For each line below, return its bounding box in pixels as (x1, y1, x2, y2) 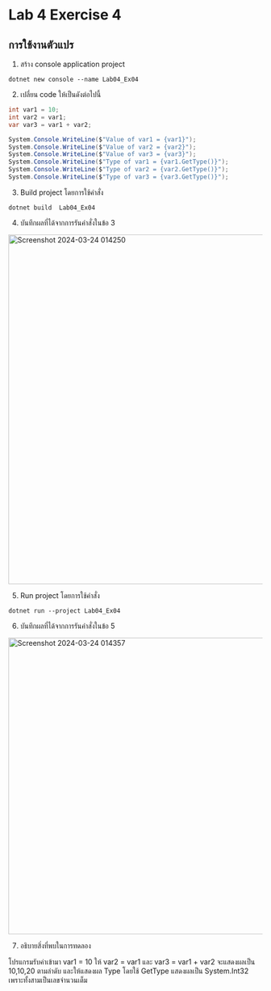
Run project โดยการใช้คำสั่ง (19, 590, 100, 600)
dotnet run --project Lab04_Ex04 (8, 606, 121, 615)
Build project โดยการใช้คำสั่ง (19, 188, 104, 197)
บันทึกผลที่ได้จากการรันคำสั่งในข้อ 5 (19, 621, 115, 630)
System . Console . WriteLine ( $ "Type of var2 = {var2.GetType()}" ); (8, 166, 229, 174)
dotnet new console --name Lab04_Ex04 (8, 75, 139, 83)
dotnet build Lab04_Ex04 (8, 204, 95, 212)
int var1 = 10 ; (8, 106, 60, 114)
